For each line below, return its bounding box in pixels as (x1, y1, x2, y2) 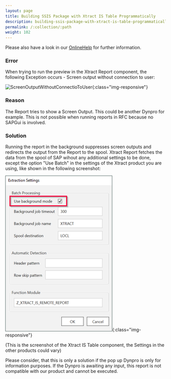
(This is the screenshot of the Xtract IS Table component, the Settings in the (5, 342, 164, 348)
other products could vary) (5, 347, 62, 353)
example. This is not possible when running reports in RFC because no (5, 114, 154, 120)
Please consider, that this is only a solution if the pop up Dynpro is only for (5, 358, 161, 364)
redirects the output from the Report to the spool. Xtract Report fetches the (5, 149, 163, 155)
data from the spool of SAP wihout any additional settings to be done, (5, 155, 151, 161)
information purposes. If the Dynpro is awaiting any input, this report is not (5, 363, 161, 369)
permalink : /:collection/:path (5, 25, 72, 30)
